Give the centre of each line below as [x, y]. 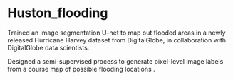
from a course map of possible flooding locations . [81, 69]
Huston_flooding [58, 13]
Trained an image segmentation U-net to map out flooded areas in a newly [116, 33]
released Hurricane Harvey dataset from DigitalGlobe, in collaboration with [117, 40]
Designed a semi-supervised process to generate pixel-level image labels [115, 61]
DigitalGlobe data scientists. [48, 47]
